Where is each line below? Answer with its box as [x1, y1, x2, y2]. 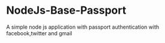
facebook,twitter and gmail [6, 29, 73, 36]
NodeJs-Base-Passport [6, 4, 127, 17]
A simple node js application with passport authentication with [6, 23, 160, 30]
